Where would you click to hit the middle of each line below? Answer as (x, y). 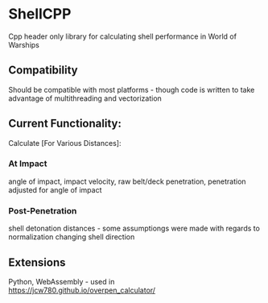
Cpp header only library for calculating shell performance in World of (123, 36)
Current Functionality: (65, 124)
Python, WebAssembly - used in (62, 281)
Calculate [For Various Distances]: (65, 143)
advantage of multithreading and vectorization (85, 98)
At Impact (28, 164)
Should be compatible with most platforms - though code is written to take (132, 89)
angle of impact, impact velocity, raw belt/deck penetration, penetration (128, 181)
